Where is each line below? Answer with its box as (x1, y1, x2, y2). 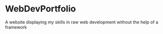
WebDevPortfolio (5, 3, 76, 14)
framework (5, 24, 27, 30)
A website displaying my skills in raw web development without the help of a (5, 19, 159, 25)
